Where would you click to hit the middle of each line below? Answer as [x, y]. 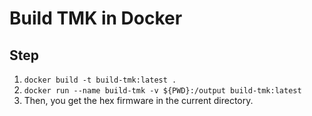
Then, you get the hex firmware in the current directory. [138, 100]
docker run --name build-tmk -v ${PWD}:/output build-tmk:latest [162, 91]
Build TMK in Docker [96, 18]
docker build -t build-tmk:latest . [100, 80]
